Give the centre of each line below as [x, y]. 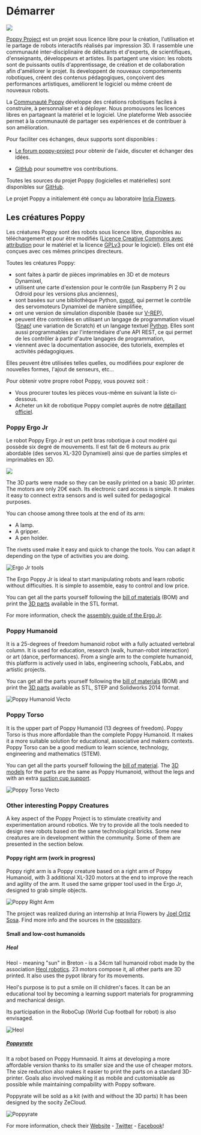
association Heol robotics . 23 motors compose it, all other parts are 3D [94, 969]
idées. [22, 157]
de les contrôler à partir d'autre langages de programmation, [90, 338]
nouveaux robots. [28, 90]
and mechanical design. [36, 1000]
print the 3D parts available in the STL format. [62, 604]
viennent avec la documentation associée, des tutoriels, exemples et [100, 345]
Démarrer [31, 11]
